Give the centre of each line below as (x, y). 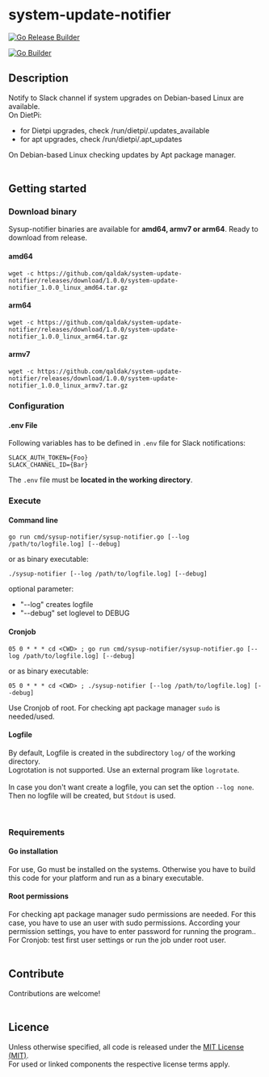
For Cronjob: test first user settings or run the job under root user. (117, 940)
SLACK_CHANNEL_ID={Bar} (48, 465)
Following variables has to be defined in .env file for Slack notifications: (127, 443)
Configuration (36, 405)
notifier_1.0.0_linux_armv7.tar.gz (68, 386)
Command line (34, 520)
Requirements (37, 832)
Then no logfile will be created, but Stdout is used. (92, 795)
